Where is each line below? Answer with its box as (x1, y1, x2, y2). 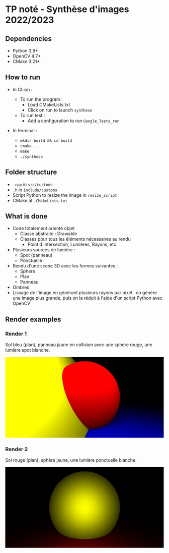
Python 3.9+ (12, 48, 39, 53)
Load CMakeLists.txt (27, 101, 70, 107)
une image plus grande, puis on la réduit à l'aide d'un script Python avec (12, 295, 162, 301)
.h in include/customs (12, 187, 58, 193)
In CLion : (12, 86, 33, 92)
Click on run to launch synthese (27, 107, 93, 113)
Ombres (12, 284, 29, 291)
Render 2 (5, 446, 28, 453)
